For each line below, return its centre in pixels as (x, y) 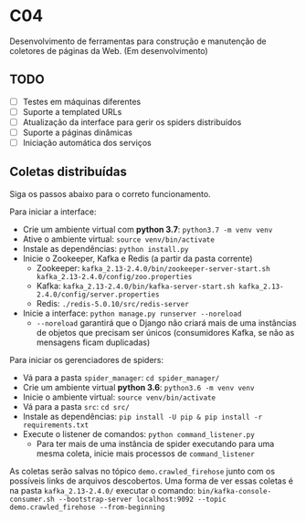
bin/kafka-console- (235, 491)
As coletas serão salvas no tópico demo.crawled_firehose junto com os (142, 471)
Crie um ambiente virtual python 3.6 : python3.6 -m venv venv (138, 387)
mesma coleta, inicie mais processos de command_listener (146, 453)
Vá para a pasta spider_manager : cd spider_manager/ (121, 377)
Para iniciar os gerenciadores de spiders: (87, 359)
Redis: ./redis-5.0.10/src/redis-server (112, 303)
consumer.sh (32, 499)
